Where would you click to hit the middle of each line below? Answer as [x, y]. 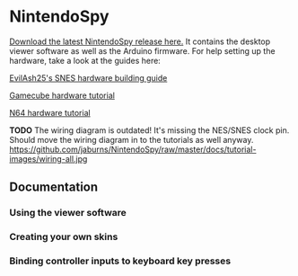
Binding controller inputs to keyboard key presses [120, 261]
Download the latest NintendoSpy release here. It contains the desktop [140, 41]
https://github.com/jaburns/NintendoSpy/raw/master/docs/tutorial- [133, 149]
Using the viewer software [68, 213]
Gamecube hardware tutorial [62, 95]
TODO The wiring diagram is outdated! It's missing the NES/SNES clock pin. [149, 130]
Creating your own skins [64, 237]
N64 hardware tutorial [50, 112]
